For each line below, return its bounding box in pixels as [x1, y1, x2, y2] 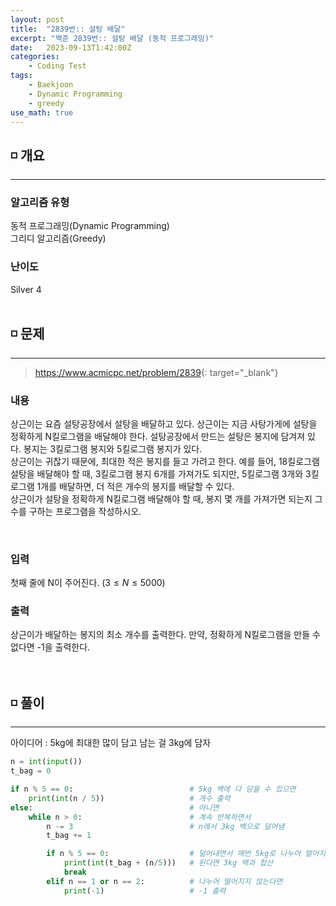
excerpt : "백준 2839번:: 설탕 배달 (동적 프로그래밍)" [10, 33, 215, 43]
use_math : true [10, 107, 74, 118]
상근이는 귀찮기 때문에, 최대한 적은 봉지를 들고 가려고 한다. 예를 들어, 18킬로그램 [10, 455, 320, 467]
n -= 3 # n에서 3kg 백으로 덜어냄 [46, 821, 285, 831]
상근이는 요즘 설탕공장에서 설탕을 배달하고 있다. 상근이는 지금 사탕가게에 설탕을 [10, 417, 318, 430]
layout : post [10, 14, 65, 25]
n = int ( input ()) [10, 757, 83, 767]
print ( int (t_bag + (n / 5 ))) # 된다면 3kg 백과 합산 [63, 858, 274, 868]
